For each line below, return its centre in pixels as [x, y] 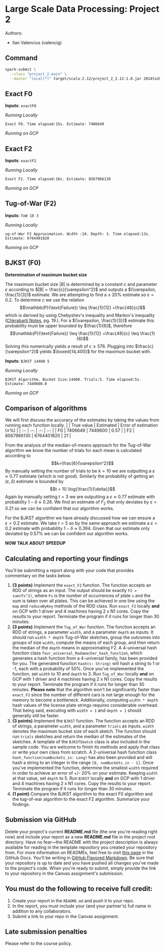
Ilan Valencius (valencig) [37, 42]
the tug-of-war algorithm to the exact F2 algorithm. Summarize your [81, 799]
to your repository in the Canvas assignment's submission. [64, 873]
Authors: [14, 33]
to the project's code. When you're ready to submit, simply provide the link [81, 868]
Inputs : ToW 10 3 [22, 215]
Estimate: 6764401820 [27, 238]
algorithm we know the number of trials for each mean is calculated [73, 450]
